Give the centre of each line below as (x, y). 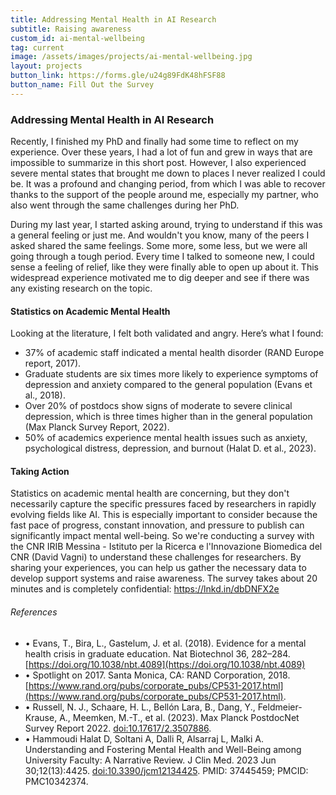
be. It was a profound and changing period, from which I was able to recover (168, 184)
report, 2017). (53, 363)
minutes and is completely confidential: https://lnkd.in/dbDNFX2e (145, 589)
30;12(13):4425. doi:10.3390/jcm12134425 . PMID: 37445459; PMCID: (166, 770)
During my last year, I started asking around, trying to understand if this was (166, 225)
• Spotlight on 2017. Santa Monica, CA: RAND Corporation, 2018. (157, 675)
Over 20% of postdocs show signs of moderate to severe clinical (158, 406)
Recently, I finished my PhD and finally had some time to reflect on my (154, 142)
